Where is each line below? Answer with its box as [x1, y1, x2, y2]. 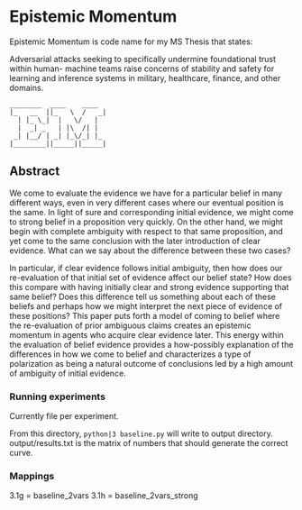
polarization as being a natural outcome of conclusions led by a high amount [9, 358, 294, 369]
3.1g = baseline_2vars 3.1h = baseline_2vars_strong [9, 490, 198, 501]
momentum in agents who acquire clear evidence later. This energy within [9, 329, 284, 340]
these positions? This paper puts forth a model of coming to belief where [9, 310, 280, 321]
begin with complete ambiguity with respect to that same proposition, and [9, 225, 284, 236]
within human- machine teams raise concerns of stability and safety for [9, 63, 275, 74]
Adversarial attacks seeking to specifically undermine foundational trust [9, 53, 277, 64]
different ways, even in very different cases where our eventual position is [9, 196, 284, 208]
